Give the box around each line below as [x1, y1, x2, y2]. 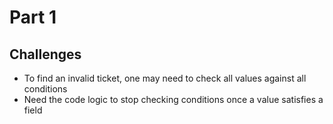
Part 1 [9, 6, 57, 29]
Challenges [9, 46, 82, 63]
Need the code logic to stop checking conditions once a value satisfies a [23, 94, 324, 105]
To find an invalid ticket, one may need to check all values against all [23, 72, 307, 84]
